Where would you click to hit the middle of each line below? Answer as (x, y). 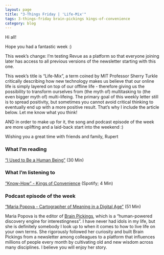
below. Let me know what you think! (41, 113)
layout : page (18, 10)
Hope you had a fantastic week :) (38, 46)
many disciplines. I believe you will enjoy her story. (56, 247)
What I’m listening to (30, 173)
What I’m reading (26, 149)
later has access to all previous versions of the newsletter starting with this (81, 61)
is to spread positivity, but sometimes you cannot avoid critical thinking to (79, 102)
